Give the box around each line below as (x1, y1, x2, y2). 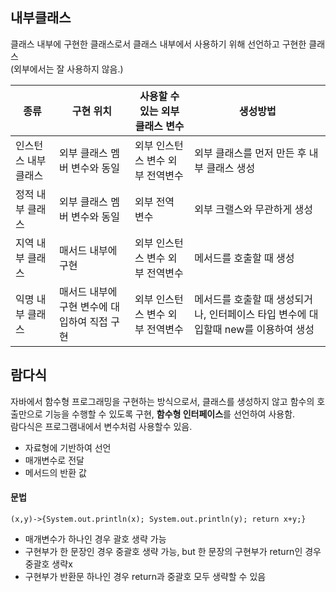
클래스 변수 (134, 119, 185, 133)
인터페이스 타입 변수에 (208, 307, 307, 321)
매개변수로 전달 (24, 454, 85, 466)
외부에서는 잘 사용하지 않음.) (13, 63, 124, 75)
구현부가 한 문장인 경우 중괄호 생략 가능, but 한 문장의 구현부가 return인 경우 (24, 545, 322, 557)
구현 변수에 (58, 299, 108, 313)
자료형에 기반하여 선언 (24, 441, 112, 453)
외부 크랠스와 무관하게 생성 (194, 202, 313, 216)
